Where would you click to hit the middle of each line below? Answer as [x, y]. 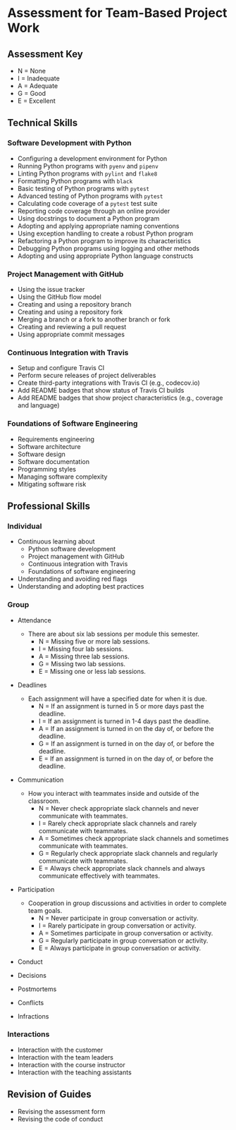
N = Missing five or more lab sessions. [94, 641]
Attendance [34, 620]
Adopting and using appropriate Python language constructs [105, 256]
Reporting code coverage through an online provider [94, 211]
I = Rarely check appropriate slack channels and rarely [118, 823]
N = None [31, 71]
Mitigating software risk [52, 484]
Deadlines [32, 684]
